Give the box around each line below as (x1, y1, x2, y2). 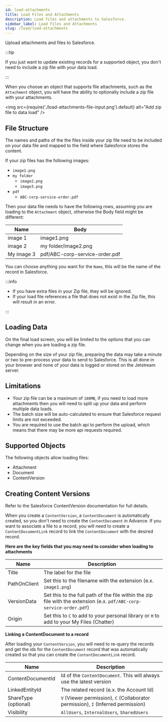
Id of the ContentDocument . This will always (60, 672, 160, 679)
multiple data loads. (12, 406, 53, 412)
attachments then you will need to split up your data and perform (12, 400, 146, 406)
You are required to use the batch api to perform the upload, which (12, 421, 150, 428)
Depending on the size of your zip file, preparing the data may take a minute (5, 351, 162, 357)
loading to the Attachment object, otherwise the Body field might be (5, 209, 143, 215)
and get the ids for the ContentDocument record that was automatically (5, 646, 148, 652)
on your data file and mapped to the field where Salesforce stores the (5, 142, 148, 148)
